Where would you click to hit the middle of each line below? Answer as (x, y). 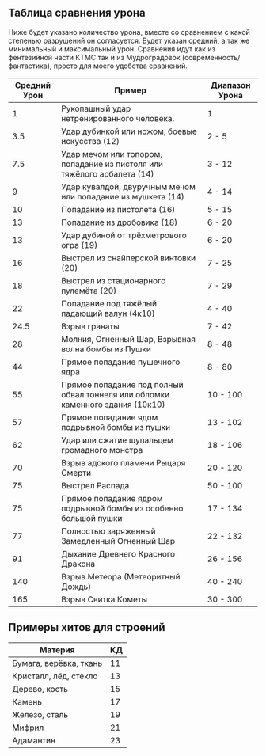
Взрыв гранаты (90, 326)
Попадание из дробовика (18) (119, 222)
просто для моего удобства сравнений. (120, 66)
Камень (27, 701)
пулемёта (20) (89, 291)
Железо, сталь (40, 714)
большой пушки (91, 518)
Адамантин (34, 740)
